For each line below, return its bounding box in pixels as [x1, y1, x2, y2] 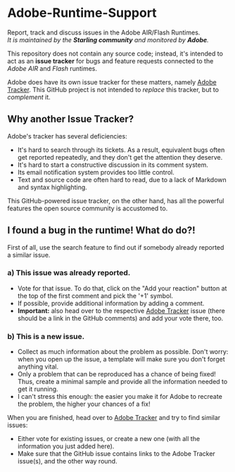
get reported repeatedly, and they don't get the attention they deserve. [17, 153, 223, 161]
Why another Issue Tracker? [7, 113, 134, 125]
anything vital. [17, 362, 59, 371]
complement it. [7, 93, 51, 101]
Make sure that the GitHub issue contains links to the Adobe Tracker [17, 449, 216, 458]
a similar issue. [7, 250, 51, 259]
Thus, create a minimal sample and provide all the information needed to [17, 378, 228, 386]
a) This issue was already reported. [7, 268, 131, 278]
